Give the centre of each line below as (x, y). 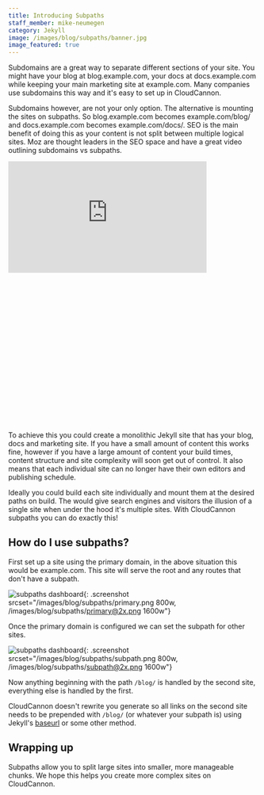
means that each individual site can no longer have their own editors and (127, 469)
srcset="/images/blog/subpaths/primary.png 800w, (92, 602)
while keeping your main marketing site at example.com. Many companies (129, 85)
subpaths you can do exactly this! (63, 518)
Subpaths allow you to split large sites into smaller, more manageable (121, 766)
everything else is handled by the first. (71, 690)
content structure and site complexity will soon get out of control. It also (126, 461)
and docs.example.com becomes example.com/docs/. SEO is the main (124, 125)
